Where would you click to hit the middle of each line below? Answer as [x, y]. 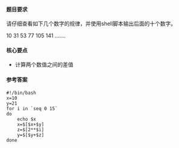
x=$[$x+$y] [31, 124]
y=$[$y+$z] [31, 135]
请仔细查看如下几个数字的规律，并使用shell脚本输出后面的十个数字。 [91, 23]
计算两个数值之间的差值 [44, 65]
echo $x [27, 119]
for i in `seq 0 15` [32, 108]
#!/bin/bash [21, 93]
